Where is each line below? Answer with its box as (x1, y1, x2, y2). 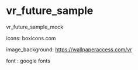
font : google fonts (6, 57, 51, 64)
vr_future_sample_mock (6, 23, 64, 30)
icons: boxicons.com (6, 34, 56, 41)
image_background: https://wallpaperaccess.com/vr (6, 45, 133, 53)
